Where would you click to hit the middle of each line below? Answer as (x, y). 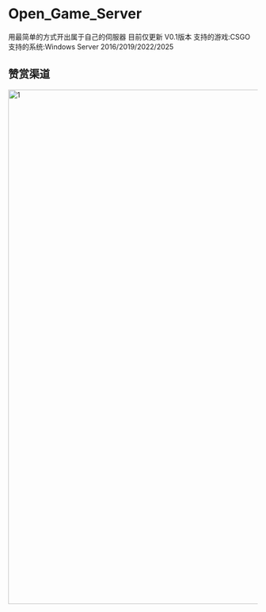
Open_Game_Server (75, 14)
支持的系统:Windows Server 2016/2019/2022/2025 (91, 46)
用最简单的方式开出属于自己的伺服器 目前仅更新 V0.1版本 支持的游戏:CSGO (129, 37)
